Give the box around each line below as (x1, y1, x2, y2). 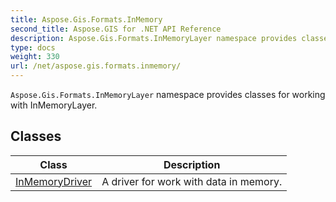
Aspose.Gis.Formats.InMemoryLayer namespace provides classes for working (10, 89, 326, 100)
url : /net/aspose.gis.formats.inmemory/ (10, 61, 182, 71)
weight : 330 (10, 52, 60, 62)
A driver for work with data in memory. (101, 174, 283, 188)
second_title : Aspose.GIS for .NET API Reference (10, 24, 222, 34)
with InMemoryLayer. (10, 99, 98, 111)
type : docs (10, 42, 56, 53)
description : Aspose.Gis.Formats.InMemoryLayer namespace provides (10, 33, 298, 43)
